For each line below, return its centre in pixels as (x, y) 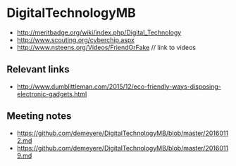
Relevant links (38, 69)
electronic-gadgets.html (52, 94)
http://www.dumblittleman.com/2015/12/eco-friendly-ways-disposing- (119, 87)
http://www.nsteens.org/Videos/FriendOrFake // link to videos (106, 47)
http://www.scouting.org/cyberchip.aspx (76, 39)
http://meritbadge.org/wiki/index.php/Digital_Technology (99, 32)
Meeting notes (39, 116)
